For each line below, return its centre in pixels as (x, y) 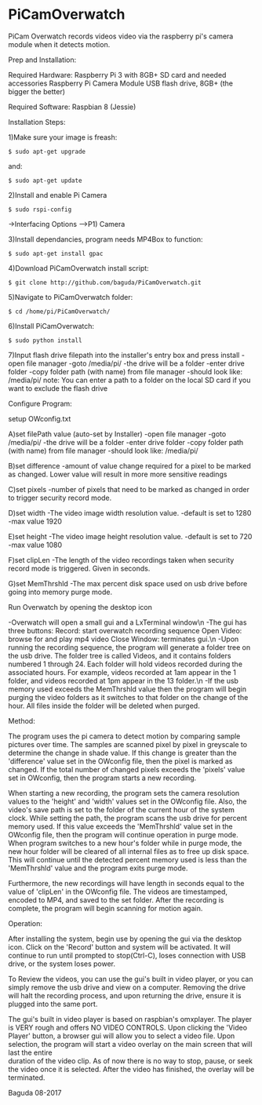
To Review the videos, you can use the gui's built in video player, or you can (131, 979)
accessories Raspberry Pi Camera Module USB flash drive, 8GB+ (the (121, 83)
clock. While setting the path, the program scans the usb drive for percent (127, 818)
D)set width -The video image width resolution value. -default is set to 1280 (130, 512)
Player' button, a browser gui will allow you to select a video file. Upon (122, 1036)
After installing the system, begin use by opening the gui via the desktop (125, 939)
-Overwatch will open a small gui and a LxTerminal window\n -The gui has (127, 622)
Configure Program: (40, 403)
